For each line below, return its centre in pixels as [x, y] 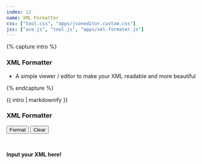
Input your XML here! [34, 154]
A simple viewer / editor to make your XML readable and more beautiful [106, 76]
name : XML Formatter [33, 18]
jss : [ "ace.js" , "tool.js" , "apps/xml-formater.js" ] [75, 29]
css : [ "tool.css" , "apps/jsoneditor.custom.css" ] [71, 23]
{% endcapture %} [30, 88]
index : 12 [19, 12]
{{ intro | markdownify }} [37, 100]
